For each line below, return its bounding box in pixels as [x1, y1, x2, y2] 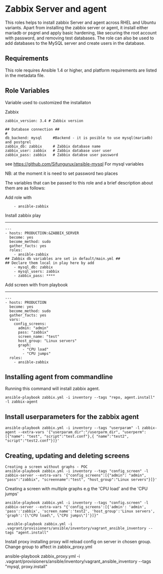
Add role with [5, 194, 32, 200]
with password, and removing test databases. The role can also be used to [5, 35, 154, 41]
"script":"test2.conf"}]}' [5, 438, 60, 444]
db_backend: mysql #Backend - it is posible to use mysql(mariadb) [5, 135, 153, 140]
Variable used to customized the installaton [5, 99, 91, 105]
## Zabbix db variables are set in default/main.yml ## [5, 256, 120, 261]
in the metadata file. [5, 72, 45, 78]
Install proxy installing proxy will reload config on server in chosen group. [5, 539, 151, 544]
